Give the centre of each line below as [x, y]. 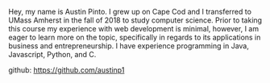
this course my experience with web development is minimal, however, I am [134, 29]
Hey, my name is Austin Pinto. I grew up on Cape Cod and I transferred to [130, 12]
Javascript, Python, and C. [52, 54]
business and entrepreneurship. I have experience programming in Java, [129, 46]
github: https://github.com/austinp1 [66, 70]
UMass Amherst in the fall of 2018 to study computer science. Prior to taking [135, 20]
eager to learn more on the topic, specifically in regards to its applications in [135, 37]
